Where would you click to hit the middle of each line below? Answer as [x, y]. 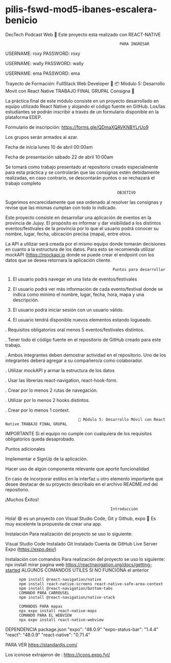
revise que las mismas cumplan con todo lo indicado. [61, 207]
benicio [21, 20]
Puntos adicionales [25, 449]
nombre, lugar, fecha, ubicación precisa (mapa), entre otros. [68, 234]
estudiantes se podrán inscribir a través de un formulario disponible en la [82, 112]
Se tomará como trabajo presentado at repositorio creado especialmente [82, 167]
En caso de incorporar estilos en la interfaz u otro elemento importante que [84, 478]
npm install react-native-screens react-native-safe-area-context [91, 584]
